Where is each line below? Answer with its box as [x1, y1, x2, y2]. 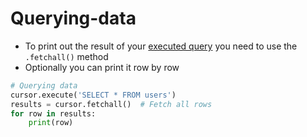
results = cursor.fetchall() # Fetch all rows [10, 99, 213, 109]
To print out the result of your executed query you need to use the [24, 40, 298, 52]
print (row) [28, 118, 74, 128]
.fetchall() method [24, 50, 109, 62]
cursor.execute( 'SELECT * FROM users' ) [10, 90, 177, 100]
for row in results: [10, 108, 97, 119]
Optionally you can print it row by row [24, 61, 180, 73]
